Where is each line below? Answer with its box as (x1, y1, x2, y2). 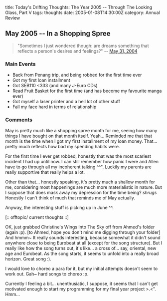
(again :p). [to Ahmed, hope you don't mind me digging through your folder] (5, 229, 161, 235)
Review (5, 15, 20, 21)
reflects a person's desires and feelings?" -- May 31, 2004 (17, 48, 138, 54)
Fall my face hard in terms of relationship (12, 104, 97, 110)
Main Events (5, 60, 36, 67)
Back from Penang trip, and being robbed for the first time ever (12, 72, 142, 78)
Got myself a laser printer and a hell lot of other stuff (12, 99, 121, 105)
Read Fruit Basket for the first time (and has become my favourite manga (12, 88, 162, 94)
